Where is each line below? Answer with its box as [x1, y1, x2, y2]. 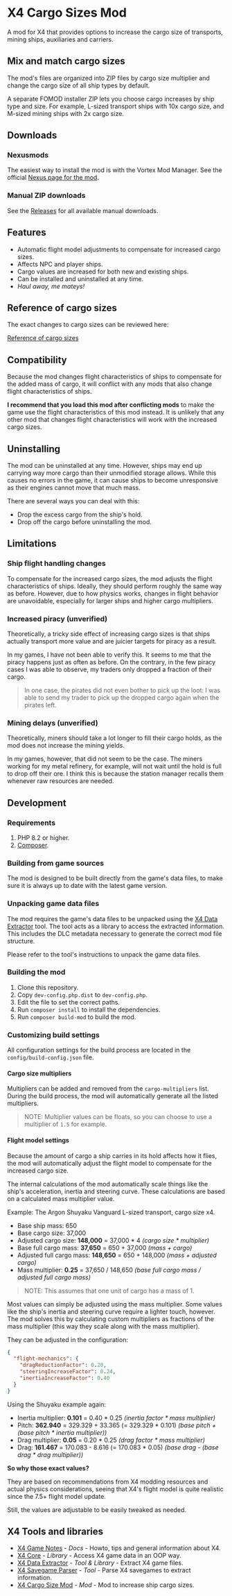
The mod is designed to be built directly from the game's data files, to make [7, 874, 223, 882]
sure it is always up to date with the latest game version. [7, 882, 168, 890]
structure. [7, 936, 35, 945]
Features [7, 227, 46, 239]
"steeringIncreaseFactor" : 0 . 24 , [19, 1368, 116, 1375]
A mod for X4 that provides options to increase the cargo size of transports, [7, 28, 223, 36]
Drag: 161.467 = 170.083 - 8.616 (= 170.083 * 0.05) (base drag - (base [17, 1443, 220, 1452]
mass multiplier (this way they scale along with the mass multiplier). [7, 1322, 200, 1330]
